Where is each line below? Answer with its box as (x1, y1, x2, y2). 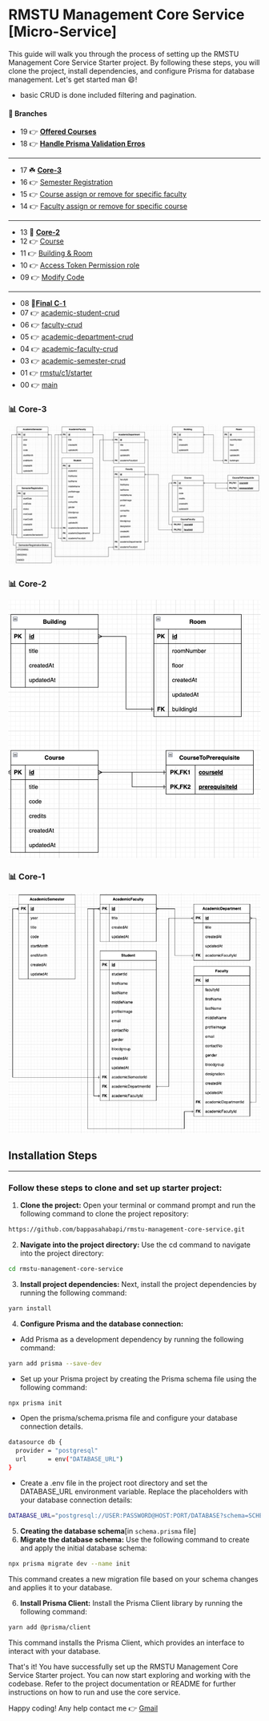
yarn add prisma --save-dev (8, 1359, 102, 1367)
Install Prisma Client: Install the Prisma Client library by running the (19, 1598, 243, 1607)
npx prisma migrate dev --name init (8, 1559, 130, 1567)
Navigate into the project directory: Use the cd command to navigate (19, 1240, 251, 1249)
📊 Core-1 (8, 871, 46, 883)
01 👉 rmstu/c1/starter (19, 368, 93, 378)
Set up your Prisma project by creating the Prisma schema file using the (19, 1373, 258, 1383)
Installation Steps (8, 1149, 98, 1163)
